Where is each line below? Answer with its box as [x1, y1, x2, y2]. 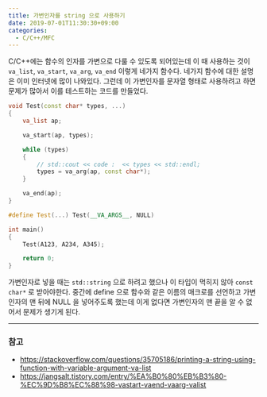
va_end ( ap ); [22, 190, 62, 198]
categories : [8, 26, 48, 34]
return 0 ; [22, 255, 56, 263]
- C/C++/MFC [15, 33, 56, 42]
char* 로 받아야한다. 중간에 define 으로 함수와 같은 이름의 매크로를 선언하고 [8, 287, 242, 297]
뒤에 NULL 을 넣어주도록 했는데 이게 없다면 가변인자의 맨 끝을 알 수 [37, 297, 245, 306]
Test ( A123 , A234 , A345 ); [22, 240, 105, 249]
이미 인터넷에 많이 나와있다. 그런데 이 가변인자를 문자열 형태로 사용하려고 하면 [16, 76, 257, 86]
